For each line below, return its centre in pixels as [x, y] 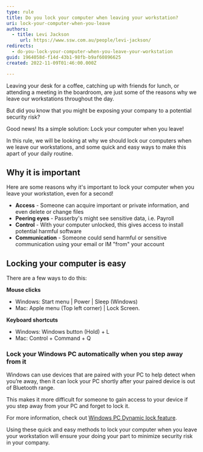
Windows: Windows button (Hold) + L [62, 332]
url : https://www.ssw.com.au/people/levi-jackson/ [85, 40]
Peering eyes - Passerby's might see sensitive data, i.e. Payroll [94, 218]
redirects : [20, 46]
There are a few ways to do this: [47, 278]
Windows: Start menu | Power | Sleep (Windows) [77, 302]
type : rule [20, 12]
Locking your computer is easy [66, 263]
